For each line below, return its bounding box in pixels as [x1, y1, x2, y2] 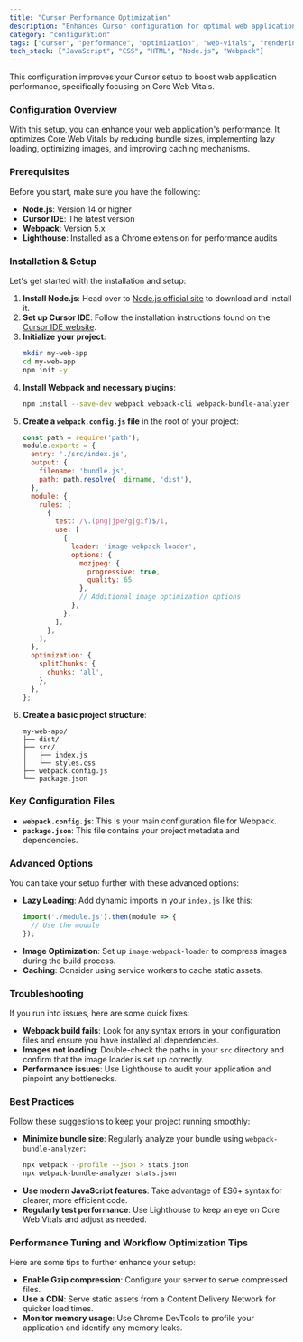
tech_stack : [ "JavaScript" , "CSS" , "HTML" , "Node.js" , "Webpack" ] [9, 47, 264, 56]
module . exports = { [22, 441, 96, 451]
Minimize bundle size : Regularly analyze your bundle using [22, 1134, 243, 1144]
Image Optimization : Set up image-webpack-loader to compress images [22, 945, 287, 956]
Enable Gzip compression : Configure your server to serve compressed [22, 1274, 289, 1285]
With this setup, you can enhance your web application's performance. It [9, 124, 280, 135]
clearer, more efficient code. [22, 1195, 128, 1206]
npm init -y [22, 365, 68, 374]
